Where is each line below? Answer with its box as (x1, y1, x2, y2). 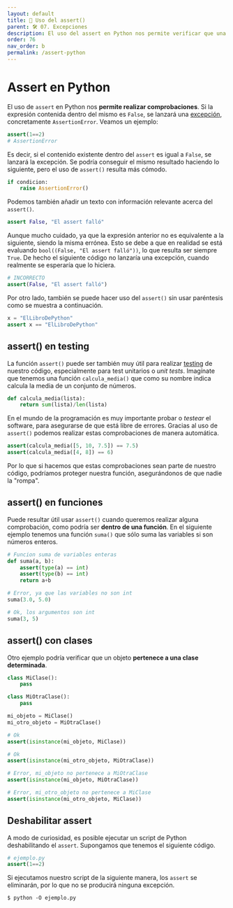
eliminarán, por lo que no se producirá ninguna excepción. (7, 881, 175, 889)
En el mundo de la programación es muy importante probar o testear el (7, 414, 211, 423)
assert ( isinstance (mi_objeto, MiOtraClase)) (7, 776, 139, 783)
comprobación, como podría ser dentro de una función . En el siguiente (7, 523, 213, 531)
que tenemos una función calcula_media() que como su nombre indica (7, 374, 211, 382)
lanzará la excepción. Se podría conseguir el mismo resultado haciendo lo (7, 157, 220, 166)
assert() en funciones (7, 497, 103, 509)
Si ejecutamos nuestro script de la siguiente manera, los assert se (7, 874, 197, 882)
